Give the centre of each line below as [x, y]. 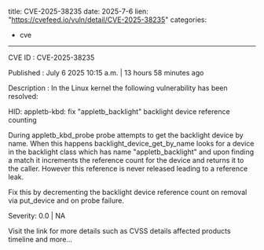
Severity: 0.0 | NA [37, 216]
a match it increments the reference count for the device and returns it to [126, 160]
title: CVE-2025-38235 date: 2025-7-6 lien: [79, 11]
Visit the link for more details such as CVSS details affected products [119, 231]
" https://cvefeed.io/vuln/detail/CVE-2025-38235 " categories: [107, 20]
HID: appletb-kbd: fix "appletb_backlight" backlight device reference [119, 112]
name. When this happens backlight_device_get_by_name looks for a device [131, 143]
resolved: [23, 96]
